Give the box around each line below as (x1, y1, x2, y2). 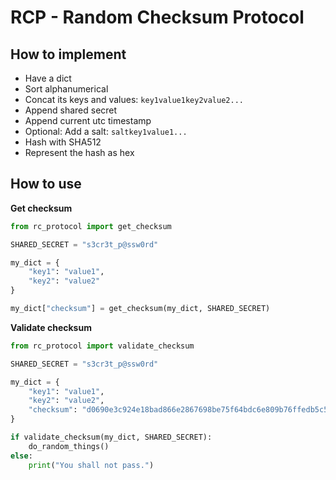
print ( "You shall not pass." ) (28, 460, 155, 470)
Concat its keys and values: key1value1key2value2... (24, 94, 244, 105)
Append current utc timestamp (24, 115, 152, 126)
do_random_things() (28, 441, 110, 451)
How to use (10, 176, 82, 193)
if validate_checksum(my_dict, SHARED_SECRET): (10, 432, 213, 443)
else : (10, 451, 33, 461)
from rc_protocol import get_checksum (10, 221, 172, 231)
